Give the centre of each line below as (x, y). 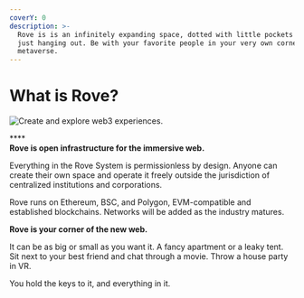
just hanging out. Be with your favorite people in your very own (145, 43)
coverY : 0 (28, 18)
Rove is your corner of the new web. (78, 229)
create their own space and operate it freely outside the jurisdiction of (139, 175)
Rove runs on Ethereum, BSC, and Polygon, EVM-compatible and (130, 202)
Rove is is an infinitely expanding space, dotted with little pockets (156, 34)
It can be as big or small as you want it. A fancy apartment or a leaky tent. (147, 247)
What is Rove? (64, 96)
